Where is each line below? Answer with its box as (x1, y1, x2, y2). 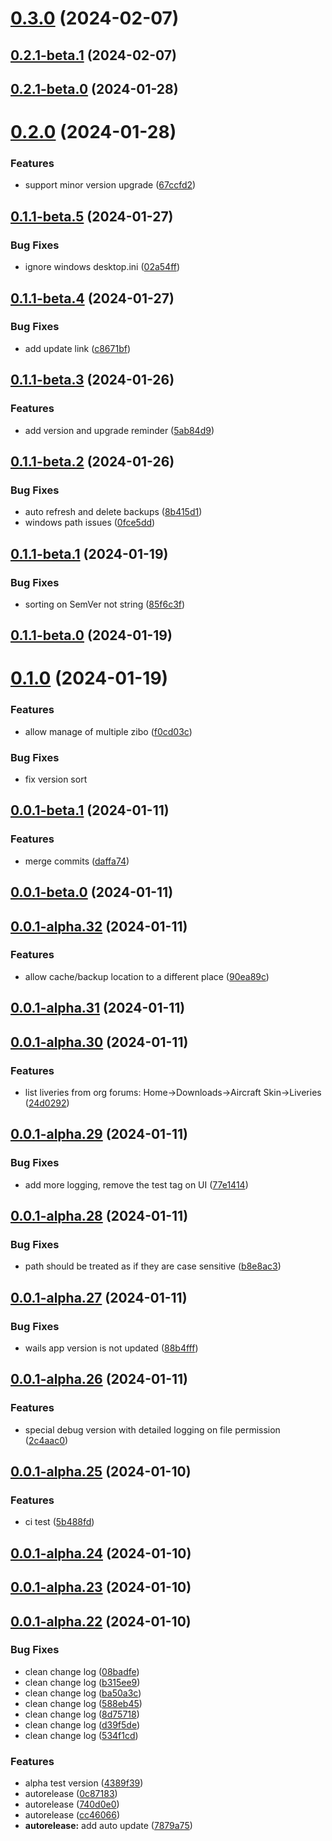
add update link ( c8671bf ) (24, 342, 132, 354)
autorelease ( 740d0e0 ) (24, 1798, 120, 1811)
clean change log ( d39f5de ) (24, 1718, 140, 1731)
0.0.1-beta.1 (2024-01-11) (10, 802, 170, 819)
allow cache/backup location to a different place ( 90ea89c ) (24, 970, 270, 982)
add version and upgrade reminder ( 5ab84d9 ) (24, 424, 215, 436)
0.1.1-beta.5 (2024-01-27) (10, 208, 174, 225)
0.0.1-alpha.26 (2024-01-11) (10, 1371, 189, 1388)
